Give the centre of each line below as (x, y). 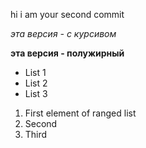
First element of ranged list (80, 113)
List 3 (36, 93)
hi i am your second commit (67, 14)
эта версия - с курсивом (63, 33)
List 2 (36, 83)
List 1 (35, 72)
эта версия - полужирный (67, 53)
